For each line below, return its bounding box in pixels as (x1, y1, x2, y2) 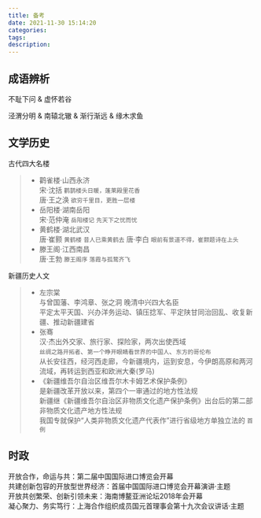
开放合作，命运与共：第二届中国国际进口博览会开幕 (8, 472, 174, 481)
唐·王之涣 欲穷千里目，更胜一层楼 (39, 194, 136, 205)
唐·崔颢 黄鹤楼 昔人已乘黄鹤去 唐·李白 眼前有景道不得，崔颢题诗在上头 (39, 234, 239, 244)
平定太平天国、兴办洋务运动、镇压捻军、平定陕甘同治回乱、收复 (39, 307, 246, 316)
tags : (8, 33, 26, 42)
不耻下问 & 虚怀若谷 (8, 94, 72, 103)
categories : (8, 26, 47, 34)
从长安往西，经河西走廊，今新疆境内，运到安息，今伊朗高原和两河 (39, 356, 253, 366)
